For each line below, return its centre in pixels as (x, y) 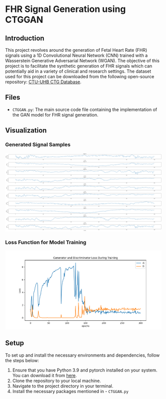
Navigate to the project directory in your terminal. (63, 386)
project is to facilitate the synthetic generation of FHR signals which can (79, 66)
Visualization (26, 131)
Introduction (25, 38)
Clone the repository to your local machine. (56, 381)
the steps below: (22, 360)
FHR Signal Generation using (65, 9)
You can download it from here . (44, 375)
